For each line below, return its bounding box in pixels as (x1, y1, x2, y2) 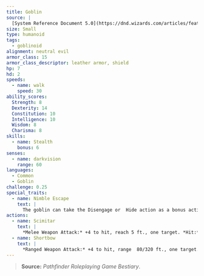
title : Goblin (6, 9, 42, 15)
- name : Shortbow (12, 235, 56, 241)
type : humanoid (6, 32, 45, 38)
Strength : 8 (12, 99, 42, 105)
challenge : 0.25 (6, 184, 47, 190)
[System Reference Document (12, 20, 83, 26)
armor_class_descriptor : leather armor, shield (6, 60, 129, 66)
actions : (6, 212, 29, 219)
